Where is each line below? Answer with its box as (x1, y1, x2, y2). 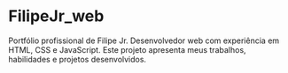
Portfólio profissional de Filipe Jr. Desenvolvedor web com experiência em (8, 35, 280, 46)
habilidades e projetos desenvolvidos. (8, 54, 147, 64)
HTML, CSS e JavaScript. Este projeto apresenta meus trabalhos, (8, 44, 246, 55)
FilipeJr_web (8, 6, 105, 26)
